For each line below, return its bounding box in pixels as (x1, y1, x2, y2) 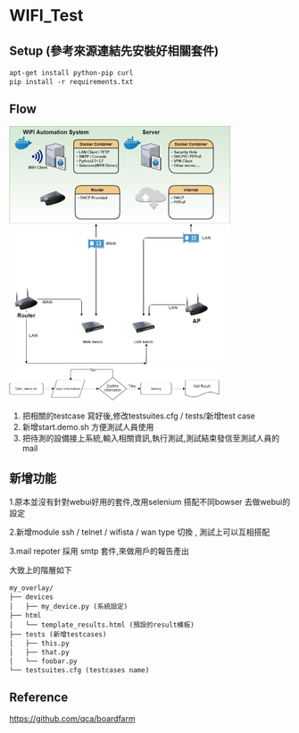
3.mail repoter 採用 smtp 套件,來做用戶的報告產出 (9, 545, 189, 556)
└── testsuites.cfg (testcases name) (9, 665, 150, 675)
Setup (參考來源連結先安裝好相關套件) (9, 43, 220, 58)
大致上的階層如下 (9, 564, 72, 575)
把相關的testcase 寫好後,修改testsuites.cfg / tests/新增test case (21, 410, 256, 421)
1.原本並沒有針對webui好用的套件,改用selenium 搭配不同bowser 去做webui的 (9, 496, 291, 507)
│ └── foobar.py (9, 656, 78, 666)
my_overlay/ (9, 583, 54, 593)
